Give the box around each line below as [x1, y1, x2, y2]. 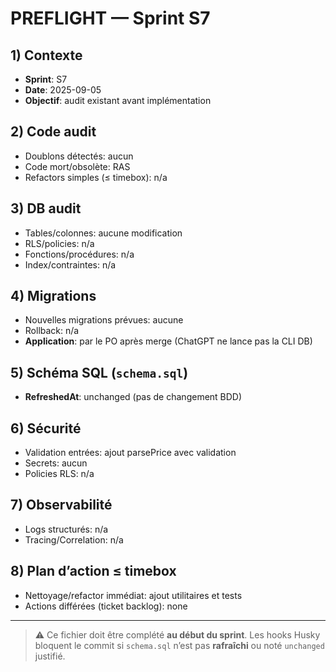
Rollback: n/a [24, 325, 80, 337]
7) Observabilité [10, 497, 113, 514]
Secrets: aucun [24, 457, 88, 469]
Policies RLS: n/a [24, 468, 95, 480]
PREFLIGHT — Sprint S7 [10, 7, 211, 30]
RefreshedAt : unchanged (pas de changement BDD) [24, 391, 243, 403]
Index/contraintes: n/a [24, 258, 117, 271]
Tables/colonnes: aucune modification [24, 227, 183, 239]
